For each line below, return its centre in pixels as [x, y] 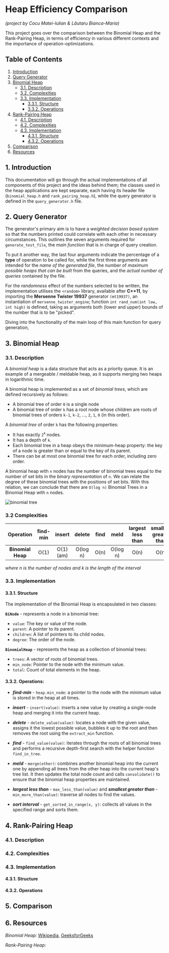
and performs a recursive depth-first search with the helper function [83, 748]
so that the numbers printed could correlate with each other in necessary [81, 234]
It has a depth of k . [32, 440]
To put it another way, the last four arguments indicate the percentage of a [82, 254]
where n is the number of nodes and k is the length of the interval [73, 568]
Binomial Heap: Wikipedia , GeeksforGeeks [49, 935]
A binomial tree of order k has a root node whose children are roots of [85, 410]
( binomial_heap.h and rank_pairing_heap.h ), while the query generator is [81, 196]
